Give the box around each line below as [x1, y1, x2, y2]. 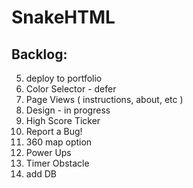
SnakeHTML [11, 6, 116, 29]
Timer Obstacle [25, 157, 90, 169]
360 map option [25, 136, 93, 148]
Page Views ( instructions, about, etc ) [25, 94, 184, 105]
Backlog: [11, 46, 68, 63]
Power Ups [25, 147, 72, 158]
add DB [25, 168, 58, 180]
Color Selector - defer [25, 83, 117, 95]
